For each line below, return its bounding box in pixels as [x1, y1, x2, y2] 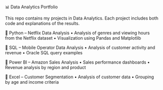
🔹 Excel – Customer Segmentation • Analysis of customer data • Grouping [5, 74, 154, 80]
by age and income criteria [5, 79, 59, 85]
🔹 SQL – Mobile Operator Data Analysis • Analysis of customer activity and [5, 45, 155, 50]
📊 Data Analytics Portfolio [5, 4, 58, 10]
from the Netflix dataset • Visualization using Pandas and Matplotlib [5, 35, 142, 41]
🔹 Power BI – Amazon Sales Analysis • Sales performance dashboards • [5, 59, 150, 65]
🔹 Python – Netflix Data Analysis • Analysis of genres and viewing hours [5, 30, 150, 36]
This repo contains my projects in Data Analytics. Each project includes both [5, 15, 159, 21]
